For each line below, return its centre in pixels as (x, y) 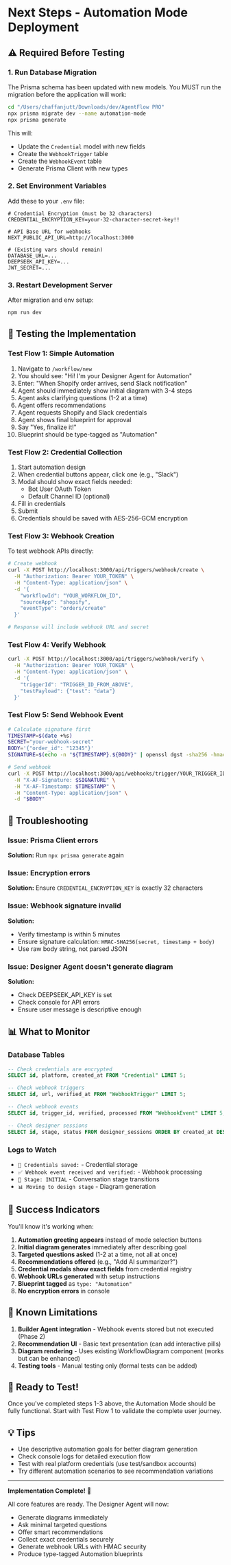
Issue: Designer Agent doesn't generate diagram (90, 966)
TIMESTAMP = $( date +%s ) (40, 736)
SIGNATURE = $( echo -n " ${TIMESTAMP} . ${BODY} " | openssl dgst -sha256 (108, 755)
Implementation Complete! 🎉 (50, 1491)
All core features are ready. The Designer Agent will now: (88, 1504)
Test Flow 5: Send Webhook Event (66, 715)
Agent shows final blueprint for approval (74, 419)
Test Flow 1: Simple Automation (61, 353)
